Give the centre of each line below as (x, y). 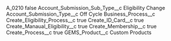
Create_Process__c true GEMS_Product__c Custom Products (79, 32)
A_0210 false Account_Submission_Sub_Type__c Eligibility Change (86, 8)
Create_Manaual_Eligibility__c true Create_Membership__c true (81, 26)
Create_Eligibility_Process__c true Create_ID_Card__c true (75, 20)
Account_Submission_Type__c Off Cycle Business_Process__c (81, 14)
